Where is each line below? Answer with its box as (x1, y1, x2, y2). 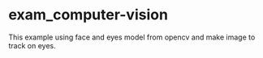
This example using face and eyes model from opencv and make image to (8, 32, 256, 42)
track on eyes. (8, 40, 57, 50)
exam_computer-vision (8, 6, 169, 24)
